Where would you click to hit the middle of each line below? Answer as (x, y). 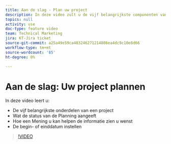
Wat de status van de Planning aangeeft (54, 116)
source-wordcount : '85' (31, 52)
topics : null (19, 19)
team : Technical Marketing (34, 33)
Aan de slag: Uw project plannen (75, 86)
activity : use (20, 24)
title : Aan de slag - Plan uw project (46, 10)
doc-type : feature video (32, 29)
